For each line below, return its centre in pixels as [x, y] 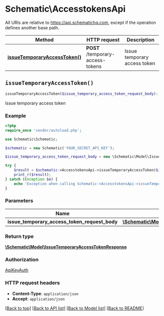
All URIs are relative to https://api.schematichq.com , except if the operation [81, 22]
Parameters [19, 201]
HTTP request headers [32, 283]
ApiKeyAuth [17, 270]
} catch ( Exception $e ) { [31, 179]
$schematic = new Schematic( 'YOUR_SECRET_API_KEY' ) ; [60, 148]
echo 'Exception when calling [45, 184]
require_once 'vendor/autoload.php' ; [43, 130]
